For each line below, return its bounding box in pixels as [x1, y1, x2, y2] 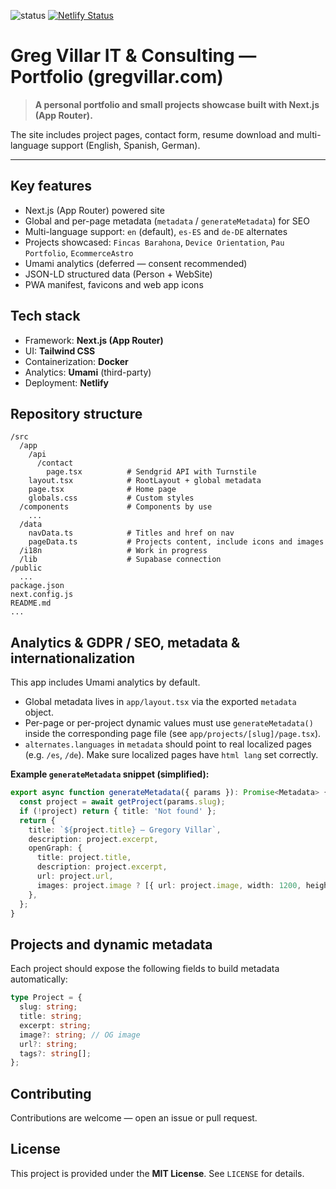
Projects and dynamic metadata [10, 936, 213, 953]
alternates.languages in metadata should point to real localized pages [24, 738, 312, 750]
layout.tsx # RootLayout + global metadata [28, 476, 262, 486]
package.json [10, 581, 65, 591]
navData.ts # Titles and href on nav [28, 528, 235, 539]
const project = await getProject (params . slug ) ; [19, 797, 226, 807]
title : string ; [19, 1011, 83, 1021]
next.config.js [10, 590, 74, 600]
